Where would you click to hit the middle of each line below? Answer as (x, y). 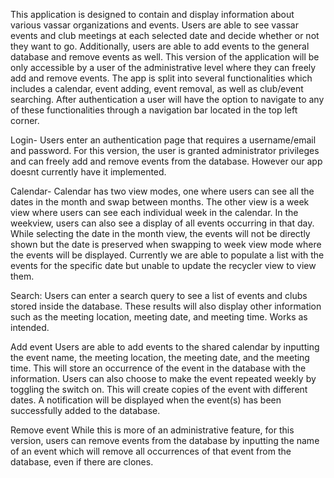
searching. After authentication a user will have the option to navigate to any (167, 99)
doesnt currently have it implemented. (88, 172)
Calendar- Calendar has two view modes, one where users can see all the (162, 191)
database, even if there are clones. (82, 462)
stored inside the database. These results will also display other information (166, 306)
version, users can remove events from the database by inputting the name (165, 440)
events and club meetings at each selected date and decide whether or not (165, 35)
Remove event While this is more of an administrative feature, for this (152, 430)
